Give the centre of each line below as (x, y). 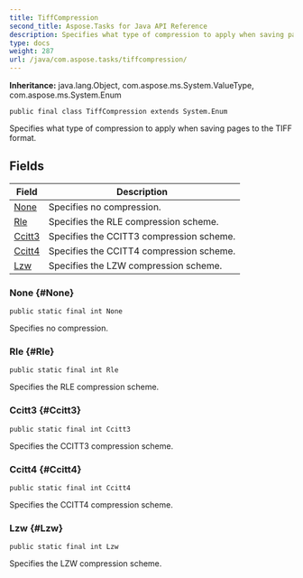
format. (23, 138)
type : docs (30, 43)
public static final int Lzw (64, 547)
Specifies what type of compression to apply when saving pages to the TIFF (151, 128)
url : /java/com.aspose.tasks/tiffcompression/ (98, 60)
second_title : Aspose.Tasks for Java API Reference (108, 26)
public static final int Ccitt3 (70, 429)
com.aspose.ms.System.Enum (65, 95)
